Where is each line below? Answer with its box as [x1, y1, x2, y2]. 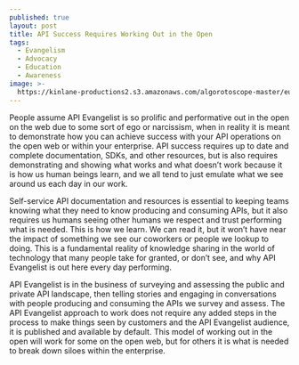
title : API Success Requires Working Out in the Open [9, 29, 214, 38]
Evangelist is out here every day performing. [9, 262, 172, 272]
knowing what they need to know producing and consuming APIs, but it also [9, 205, 288, 215]
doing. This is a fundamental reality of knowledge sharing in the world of [9, 242, 276, 254]
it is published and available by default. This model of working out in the [9, 326, 273, 337]
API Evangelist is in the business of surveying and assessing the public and [9, 279, 285, 289]
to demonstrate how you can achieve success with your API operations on [9, 131, 282, 142]
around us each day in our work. [9, 178, 128, 189]
